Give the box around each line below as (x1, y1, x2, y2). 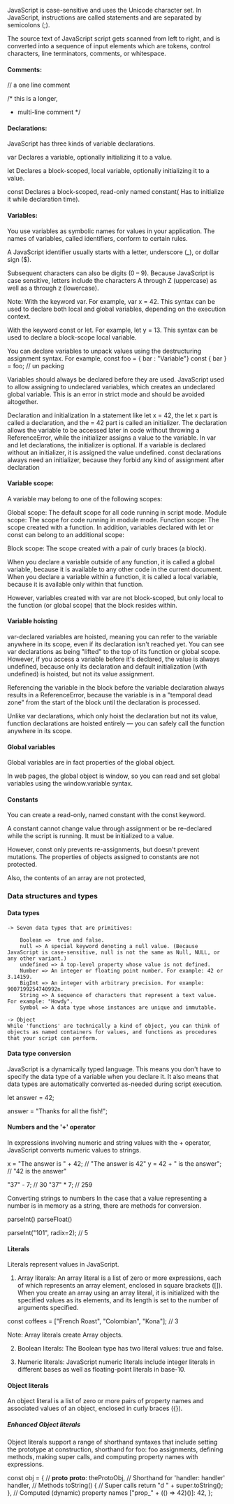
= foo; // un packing (7, 361, 64, 370)
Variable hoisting (7, 617, 58, 625)
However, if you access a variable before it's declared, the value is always (7, 655, 220, 664)
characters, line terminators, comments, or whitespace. (7, 49, 166, 57)
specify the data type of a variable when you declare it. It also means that (7, 1072, 219, 1080)
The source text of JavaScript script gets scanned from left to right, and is (7, 34, 221, 43)
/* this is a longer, (7, 95, 58, 103)
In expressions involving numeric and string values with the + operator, (7, 1138, 212, 1147)
